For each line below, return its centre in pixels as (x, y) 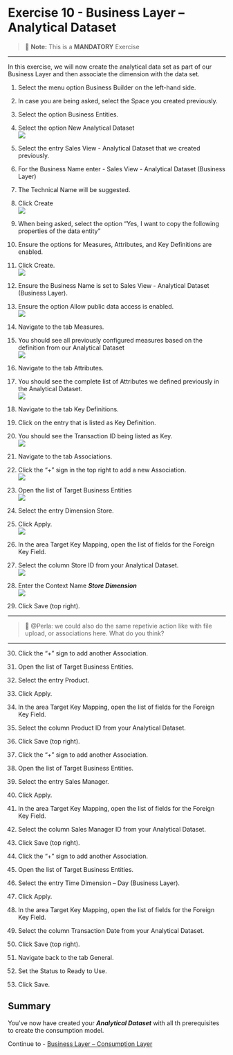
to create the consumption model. (56, 1030)
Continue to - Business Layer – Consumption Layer (80, 1044)
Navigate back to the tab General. (66, 957)
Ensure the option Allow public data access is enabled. (96, 306)
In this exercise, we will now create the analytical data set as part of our (110, 67)
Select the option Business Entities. (68, 114)
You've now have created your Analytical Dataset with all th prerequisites (114, 1023)
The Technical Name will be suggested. (74, 189)
